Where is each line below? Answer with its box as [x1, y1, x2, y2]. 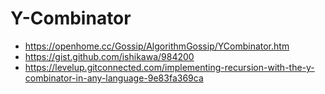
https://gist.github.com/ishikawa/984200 [24, 50, 195, 62]
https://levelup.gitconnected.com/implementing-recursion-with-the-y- [24, 61, 315, 73]
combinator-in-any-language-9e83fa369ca [24, 72, 204, 84]
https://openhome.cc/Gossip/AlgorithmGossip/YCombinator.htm [24, 40, 290, 52]
